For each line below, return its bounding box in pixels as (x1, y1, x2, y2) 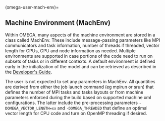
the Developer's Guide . (5, 69, 52, 75)
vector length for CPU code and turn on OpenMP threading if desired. (5, 110, 147, 116)
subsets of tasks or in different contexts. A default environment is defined (5, 58, 156, 64)
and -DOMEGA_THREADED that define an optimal (57, 105, 148, 111)
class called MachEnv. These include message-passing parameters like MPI (5, 37, 160, 43)
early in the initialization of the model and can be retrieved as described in (5, 63, 157, 69)
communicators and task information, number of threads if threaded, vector (5, 42, 160, 48)
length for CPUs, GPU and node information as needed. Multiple (5, 47, 136, 54)
